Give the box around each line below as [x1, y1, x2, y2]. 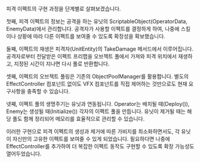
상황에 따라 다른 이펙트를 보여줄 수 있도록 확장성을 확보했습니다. [17, 33, 165, 40]
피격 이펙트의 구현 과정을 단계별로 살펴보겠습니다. [6, 5, 121, 12]
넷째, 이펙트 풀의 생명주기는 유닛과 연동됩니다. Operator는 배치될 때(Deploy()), [6, 101, 190, 107]
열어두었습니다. [6, 151, 42, 157]
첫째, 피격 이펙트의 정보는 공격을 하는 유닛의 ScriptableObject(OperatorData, [6, 18, 188, 25]
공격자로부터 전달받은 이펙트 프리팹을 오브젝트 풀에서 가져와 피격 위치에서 [6, 53, 177, 59]
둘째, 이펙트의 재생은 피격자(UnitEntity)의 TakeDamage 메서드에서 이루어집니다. [6, 45, 194, 52]
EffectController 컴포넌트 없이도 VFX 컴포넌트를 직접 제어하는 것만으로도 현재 [6, 80, 187, 87]
